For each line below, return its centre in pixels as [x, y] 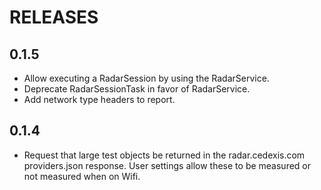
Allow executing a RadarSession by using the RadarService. [146, 78]
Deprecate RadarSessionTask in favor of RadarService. [137, 89]
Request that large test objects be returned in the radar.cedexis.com [164, 155]
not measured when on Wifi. [82, 176]
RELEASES [54, 17]
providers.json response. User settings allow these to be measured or [167, 165]
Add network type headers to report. [99, 99]
